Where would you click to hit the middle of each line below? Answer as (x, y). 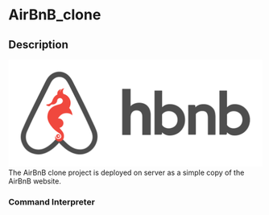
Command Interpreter (52, 201)
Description (38, 45)
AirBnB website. (35, 181)
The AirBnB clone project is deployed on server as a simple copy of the (126, 172)
